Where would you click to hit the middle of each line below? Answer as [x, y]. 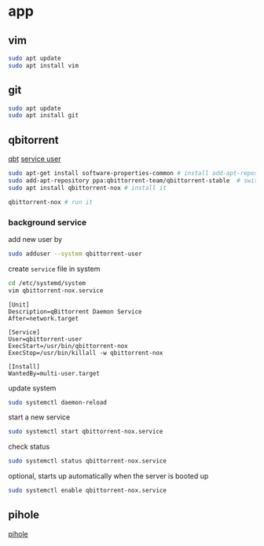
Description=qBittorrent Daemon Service [75, 311]
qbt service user [35, 159]
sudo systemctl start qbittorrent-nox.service [86, 432]
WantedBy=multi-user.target [54, 373]
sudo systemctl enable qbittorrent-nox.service [88, 491]
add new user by [35, 239]
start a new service [39, 417]
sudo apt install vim [44, 65]
